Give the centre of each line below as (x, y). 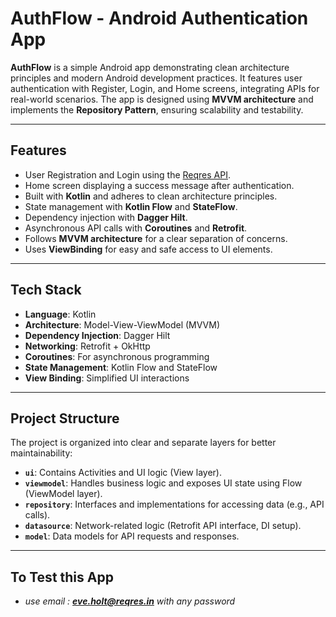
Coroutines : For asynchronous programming (117, 356)
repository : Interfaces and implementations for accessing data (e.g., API (174, 504)
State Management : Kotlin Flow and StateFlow (121, 367)
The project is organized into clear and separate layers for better (143, 443)
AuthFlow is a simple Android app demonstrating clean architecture (150, 67)
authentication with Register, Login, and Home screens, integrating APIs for (165, 88)
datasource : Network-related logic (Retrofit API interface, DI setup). (163, 526)
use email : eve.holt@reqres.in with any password (130, 601)
